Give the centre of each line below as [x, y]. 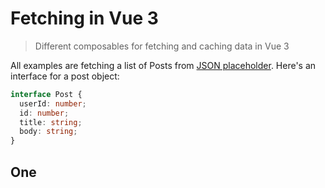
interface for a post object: [65, 76]
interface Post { [46, 94]
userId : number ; [53, 103]
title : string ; [51, 122]
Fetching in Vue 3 [84, 18]
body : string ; [48, 132]
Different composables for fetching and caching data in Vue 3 [162, 46]
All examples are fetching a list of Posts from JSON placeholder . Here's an [163, 65]
